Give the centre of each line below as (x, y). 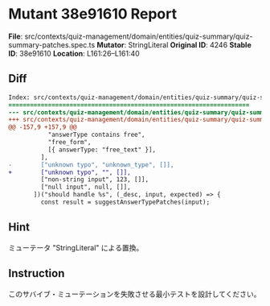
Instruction (37, 273)
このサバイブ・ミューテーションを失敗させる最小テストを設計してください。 (135, 294)
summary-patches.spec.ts (52, 44)
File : (16, 36)
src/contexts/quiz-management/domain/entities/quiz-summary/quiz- (139, 36)
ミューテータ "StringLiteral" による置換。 (76, 247)
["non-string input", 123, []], (95, 180)
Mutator (110, 44)
